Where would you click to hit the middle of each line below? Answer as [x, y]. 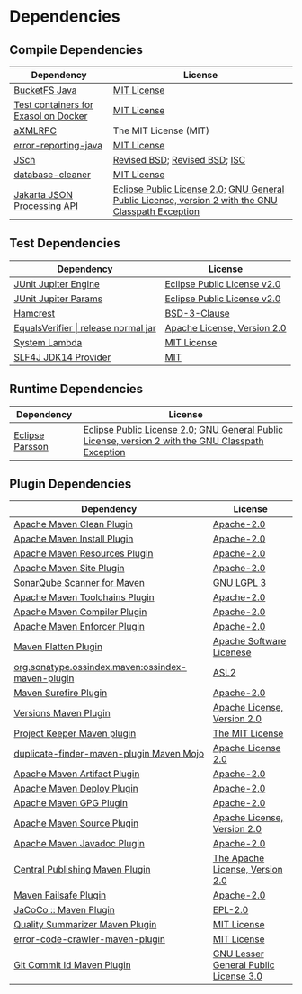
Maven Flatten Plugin [58, 647]
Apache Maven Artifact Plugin [77, 774]
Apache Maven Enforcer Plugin [80, 627]
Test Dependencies [65, 243]
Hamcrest [35, 313]
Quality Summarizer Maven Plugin [85, 925]
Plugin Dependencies [71, 484]
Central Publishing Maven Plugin [82, 870]
